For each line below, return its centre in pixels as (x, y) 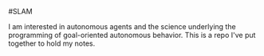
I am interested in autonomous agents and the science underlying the (122, 26)
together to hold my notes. (52, 43)
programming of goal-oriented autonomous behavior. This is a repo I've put (132, 35)
